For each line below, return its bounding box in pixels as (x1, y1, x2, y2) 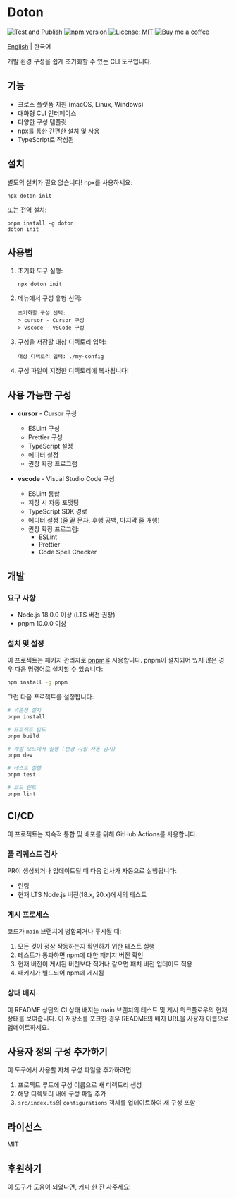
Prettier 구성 (27, 433, 63, 441)
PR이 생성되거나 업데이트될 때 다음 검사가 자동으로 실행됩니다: (7, 866, 178, 874)
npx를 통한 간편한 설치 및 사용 (17, 126, 100, 135)
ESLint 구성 (27, 425, 60, 433)
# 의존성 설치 (7, 707, 42, 714)
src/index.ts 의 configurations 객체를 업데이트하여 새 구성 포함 (17, 1098, 196, 1107)
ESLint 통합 (27, 490, 60, 498)
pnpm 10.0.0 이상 (17, 619, 67, 627)
